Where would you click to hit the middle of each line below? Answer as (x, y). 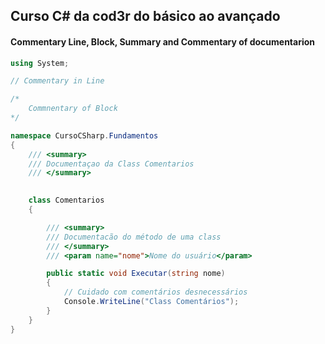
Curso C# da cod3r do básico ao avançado (145, 16)
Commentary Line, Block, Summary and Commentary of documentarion (163, 41)
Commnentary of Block (73, 109)
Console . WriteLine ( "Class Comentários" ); (151, 302)
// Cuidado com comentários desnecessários (155, 292)
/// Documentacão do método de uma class (134, 237)
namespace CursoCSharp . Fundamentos (84, 135)
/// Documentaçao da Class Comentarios (111, 164)
